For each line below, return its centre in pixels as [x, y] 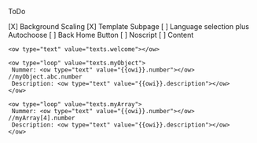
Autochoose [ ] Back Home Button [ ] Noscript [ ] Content [101, 35]
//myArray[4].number [42, 118]
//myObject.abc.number [45, 77]
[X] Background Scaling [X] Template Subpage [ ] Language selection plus [129, 26]
